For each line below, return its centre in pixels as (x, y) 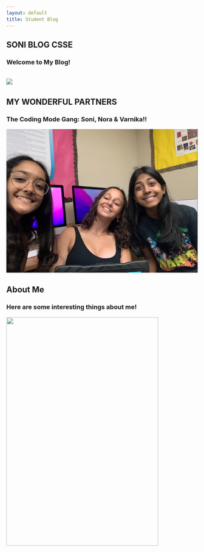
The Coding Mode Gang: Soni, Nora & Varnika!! (77, 119)
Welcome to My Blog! (39, 62)
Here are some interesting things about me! (72, 307)
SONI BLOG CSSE (39, 45)
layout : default (27, 13)
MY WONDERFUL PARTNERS (62, 101)
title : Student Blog (32, 19)
